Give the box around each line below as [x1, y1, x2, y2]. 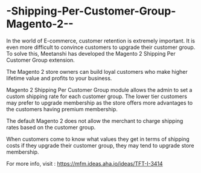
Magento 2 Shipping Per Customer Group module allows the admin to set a [6, 86, 193, 93]
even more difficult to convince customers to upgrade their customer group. [6, 44, 196, 51]
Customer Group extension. [6, 56, 75, 64]
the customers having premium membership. [6, 105, 118, 113]
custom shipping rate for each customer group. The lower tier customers [6, 93, 187, 100]
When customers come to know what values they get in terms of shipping [6, 135, 190, 143]
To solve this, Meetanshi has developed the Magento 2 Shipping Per [6, 50, 176, 57]
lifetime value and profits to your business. [6, 74, 112, 82]
